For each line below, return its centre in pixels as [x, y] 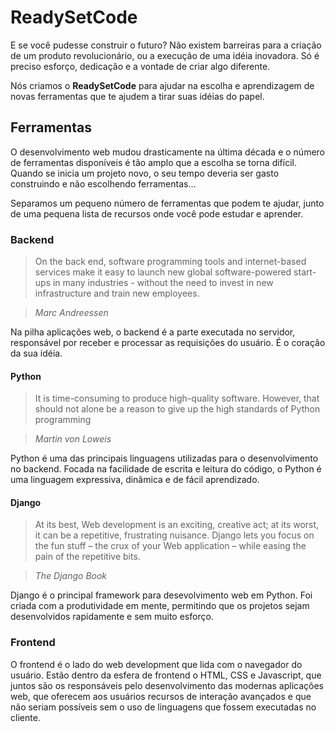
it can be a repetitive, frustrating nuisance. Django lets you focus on [174, 535]
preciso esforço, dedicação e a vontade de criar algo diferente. [140, 66]
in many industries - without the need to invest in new [163, 283]
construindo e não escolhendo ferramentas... [103, 183]
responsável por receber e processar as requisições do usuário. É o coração [168, 343]
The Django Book [71, 576]
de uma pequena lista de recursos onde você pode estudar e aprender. [157, 213]
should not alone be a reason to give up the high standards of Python [177, 409]
